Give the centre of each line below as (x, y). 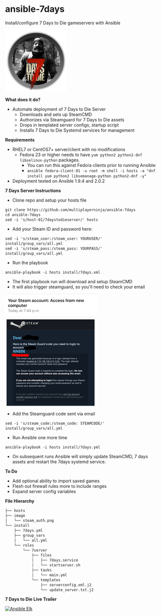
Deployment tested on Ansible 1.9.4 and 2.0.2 (59, 181)
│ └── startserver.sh (56, 565)
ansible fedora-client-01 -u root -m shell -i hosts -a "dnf (91, 171)
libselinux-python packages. (50, 160)
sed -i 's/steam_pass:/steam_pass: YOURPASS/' (54, 249)
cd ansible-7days (23, 215)
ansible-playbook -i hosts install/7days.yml (53, 447)
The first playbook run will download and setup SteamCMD (72, 281)
